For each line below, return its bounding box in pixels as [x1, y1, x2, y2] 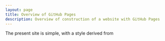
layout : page [5, 7, 33, 12]
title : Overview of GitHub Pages [5, 12, 76, 17]
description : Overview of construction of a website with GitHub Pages [5, 16, 160, 21]
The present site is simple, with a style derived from [5, 30, 114, 36]
